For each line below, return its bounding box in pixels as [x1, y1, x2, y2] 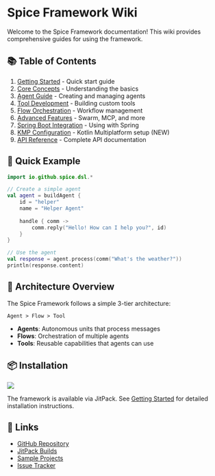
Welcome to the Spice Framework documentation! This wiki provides [7, 27, 201, 36]
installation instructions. [7, 401, 75, 409]
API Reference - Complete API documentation [16, 135, 147, 143]
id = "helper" [19, 199, 60, 206]
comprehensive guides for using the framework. [7, 34, 143, 43]
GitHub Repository [16, 440, 70, 448]
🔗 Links [7, 421, 39, 433]
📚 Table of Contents [7, 56, 97, 67]
